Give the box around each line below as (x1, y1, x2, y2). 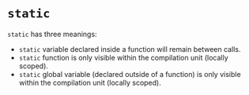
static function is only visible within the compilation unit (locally (18, 53, 228, 62)
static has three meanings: (7, 29, 97, 38)
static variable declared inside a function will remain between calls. (18, 44, 241, 53)
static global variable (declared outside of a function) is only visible (18, 69, 242, 79)
